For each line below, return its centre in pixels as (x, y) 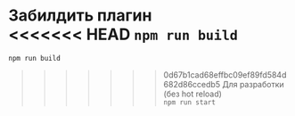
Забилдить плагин (80, 16)
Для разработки (253, 84)
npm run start (189, 102)
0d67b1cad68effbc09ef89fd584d (225, 75)
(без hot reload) (193, 94)
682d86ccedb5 (192, 84)
